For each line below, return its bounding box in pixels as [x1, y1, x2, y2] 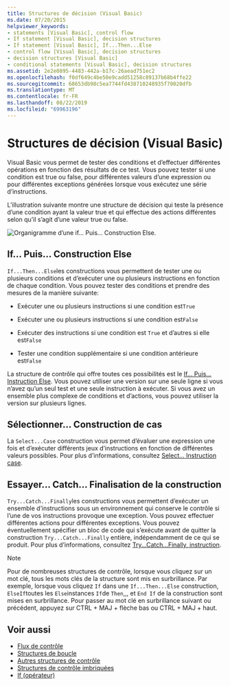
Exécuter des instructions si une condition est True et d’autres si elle [16, 328, 210, 336]
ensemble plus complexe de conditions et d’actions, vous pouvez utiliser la [7, 391, 219, 400]
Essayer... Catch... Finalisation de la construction [7, 479, 222, 490]
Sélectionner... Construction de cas [7, 418, 163, 430]
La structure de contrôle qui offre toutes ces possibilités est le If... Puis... [7, 369, 211, 378]
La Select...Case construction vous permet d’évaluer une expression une [7, 437, 215, 445]
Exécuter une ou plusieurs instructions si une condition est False [16, 315, 198, 323]
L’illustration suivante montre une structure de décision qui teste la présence [7, 201, 224, 209]
